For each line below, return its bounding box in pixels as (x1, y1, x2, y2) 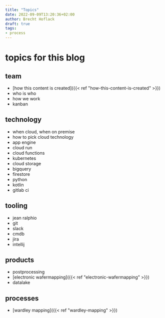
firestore (12, 171, 30, 177)
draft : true (5, 21, 30, 26)
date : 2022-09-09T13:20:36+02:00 (5, 12, 75, 17)
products (5, 256, 34, 265)
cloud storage (12, 160, 41, 166)
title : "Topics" (5, 7, 39, 12)
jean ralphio (12, 215, 37, 221)
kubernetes (12, 155, 36, 161)
